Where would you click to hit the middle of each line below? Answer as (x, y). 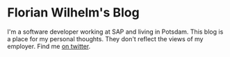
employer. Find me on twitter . (49, 46)
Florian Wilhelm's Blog (74, 13)
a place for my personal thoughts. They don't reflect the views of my (105, 38)
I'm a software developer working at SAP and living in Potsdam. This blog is (115, 32)
